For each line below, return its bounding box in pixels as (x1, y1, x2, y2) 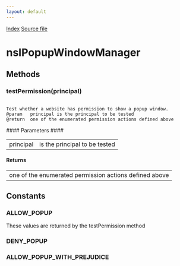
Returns (6, 157, 27, 164)
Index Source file (6, 25, 48, 32)
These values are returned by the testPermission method (6, 222, 146, 229)
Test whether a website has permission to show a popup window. (6, 106, 169, 112)
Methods (6, 69, 40, 80)
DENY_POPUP (6, 237, 48, 245)
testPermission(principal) (6, 87, 82, 96)
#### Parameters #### (6, 126, 64, 134)
